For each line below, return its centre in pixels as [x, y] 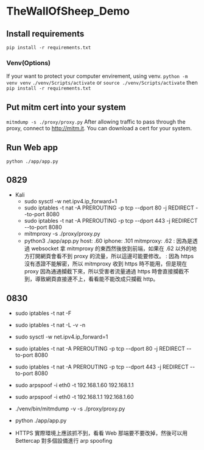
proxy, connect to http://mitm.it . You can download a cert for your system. [99, 128]
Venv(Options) [28, 63]
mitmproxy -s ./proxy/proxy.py [62, 233]
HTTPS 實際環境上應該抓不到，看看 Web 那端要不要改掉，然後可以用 [101, 433]
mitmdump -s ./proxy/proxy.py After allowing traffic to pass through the [96, 122]
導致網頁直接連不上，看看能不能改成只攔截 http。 [97, 279]
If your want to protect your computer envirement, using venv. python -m [97, 76]
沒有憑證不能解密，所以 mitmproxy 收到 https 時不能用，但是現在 [106, 264]
